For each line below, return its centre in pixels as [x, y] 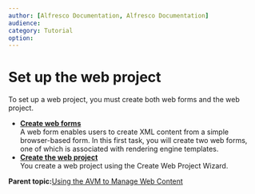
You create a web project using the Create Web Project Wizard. [124, 166]
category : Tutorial [41, 30]
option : [21, 38]
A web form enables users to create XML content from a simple [124, 132]
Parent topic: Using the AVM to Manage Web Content [96, 181]
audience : [25, 23]
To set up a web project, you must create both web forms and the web [124, 100]
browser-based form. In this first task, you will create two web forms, [133, 141]
